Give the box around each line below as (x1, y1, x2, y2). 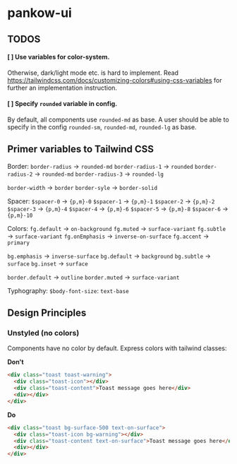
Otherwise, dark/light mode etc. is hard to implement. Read (7, 69, 178, 77)
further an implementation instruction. (7, 83, 118, 92)
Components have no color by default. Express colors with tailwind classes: (7, 344, 227, 352)
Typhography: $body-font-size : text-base (7, 286, 129, 295)
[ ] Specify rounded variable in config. (7, 100, 118, 108)
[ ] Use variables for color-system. (7, 53, 110, 61)
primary (7, 239, 30, 246)
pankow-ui (7, 5, 72, 21)
